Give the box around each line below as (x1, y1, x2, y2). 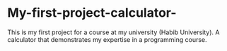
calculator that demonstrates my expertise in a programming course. (7, 35, 207, 43)
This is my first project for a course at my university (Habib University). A (7, 28, 220, 36)
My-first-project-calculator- (7, 5, 177, 21)
